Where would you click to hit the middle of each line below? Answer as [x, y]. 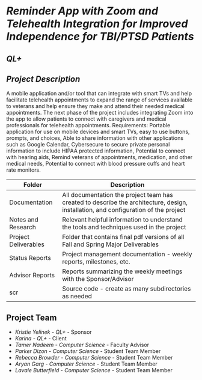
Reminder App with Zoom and [82, 11]
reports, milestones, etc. [96, 262]
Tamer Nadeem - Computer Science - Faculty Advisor [82, 345]
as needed [77, 297]
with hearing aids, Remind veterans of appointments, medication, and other [99, 157]
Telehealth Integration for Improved [97, 24]
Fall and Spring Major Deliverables [111, 244]
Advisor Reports [32, 276]
